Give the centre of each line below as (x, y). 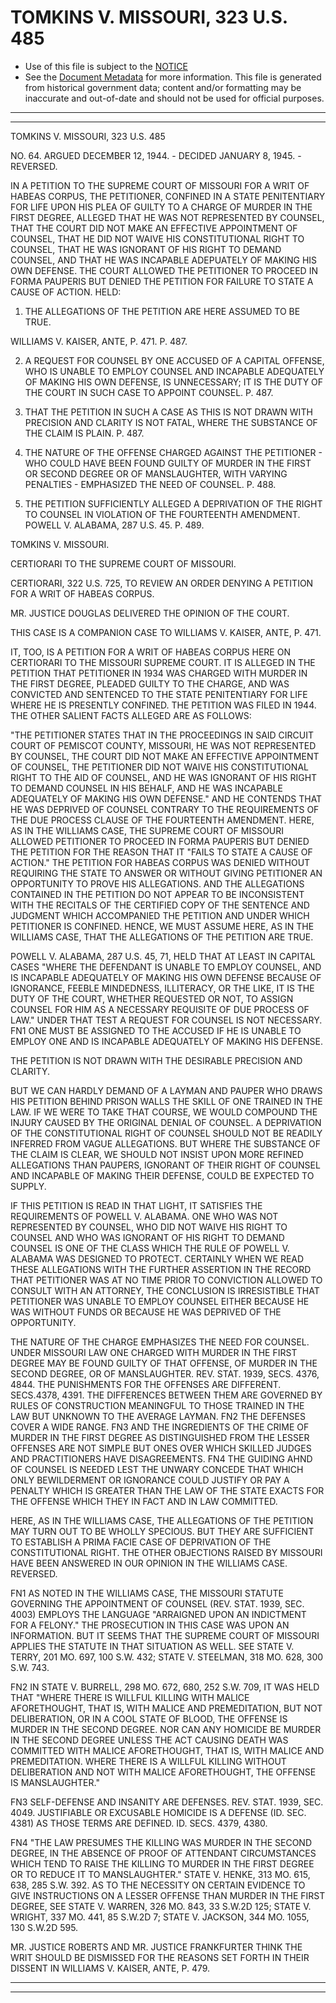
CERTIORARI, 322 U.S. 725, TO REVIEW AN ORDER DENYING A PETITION (162, 583)
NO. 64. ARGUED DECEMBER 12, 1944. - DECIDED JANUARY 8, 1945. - (156, 155)
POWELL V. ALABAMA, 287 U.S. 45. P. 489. (114, 525)
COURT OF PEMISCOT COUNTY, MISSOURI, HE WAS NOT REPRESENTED (163, 745)
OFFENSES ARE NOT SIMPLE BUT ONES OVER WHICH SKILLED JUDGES (161, 1448)
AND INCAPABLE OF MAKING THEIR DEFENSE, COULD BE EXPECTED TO (162, 1175)
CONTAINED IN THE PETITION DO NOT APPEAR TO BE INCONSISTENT (157, 894)
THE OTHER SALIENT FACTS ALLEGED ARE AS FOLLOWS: (131, 715)
